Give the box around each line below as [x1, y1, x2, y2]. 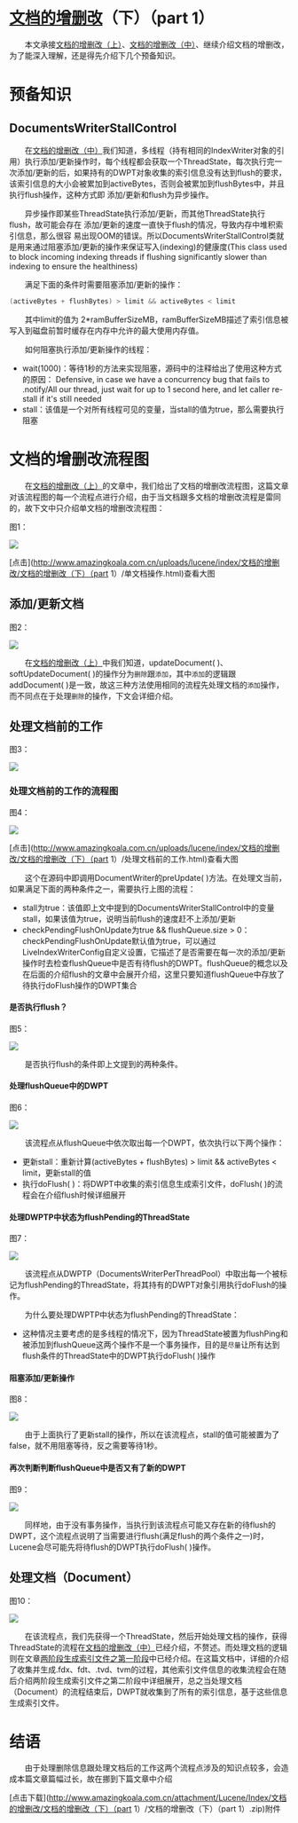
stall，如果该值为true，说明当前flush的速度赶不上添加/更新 [21, 913, 237, 923]
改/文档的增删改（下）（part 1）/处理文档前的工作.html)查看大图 [9, 853, 239, 864]
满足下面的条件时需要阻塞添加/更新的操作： [25, 279, 184, 289]
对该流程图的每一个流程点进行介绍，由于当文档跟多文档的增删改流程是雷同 [9, 491, 281, 502]
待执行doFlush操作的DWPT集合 [21, 979, 137, 990]
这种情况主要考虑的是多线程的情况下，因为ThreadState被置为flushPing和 [21, 1328, 288, 1340]
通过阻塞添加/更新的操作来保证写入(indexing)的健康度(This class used [32, 241, 287, 252]
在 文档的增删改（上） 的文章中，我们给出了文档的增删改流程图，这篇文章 [25, 480, 289, 491]
